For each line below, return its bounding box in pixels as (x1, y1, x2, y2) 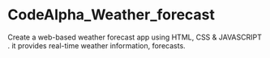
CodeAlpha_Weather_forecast (7, 6, 216, 24)
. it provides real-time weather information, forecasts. (7, 40, 186, 50)
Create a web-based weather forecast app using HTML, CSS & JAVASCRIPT (7, 32, 263, 42)
